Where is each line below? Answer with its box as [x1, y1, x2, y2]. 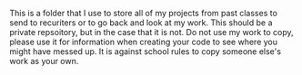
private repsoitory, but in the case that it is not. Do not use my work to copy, [9, 27, 294, 37]
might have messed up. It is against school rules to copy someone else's [9, 46, 282, 57]
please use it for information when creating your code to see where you [9, 36, 278, 47]
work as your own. [9, 56, 79, 66]
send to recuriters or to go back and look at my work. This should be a [9, 17, 273, 28]
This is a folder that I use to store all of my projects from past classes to [9, 8, 277, 18]
